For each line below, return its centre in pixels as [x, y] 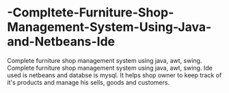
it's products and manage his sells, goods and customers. [88, 82]
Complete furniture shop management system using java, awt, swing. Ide [110, 68]
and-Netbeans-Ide [61, 42]
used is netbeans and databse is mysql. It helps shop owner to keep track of [114, 75]
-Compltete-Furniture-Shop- [91, 13]
